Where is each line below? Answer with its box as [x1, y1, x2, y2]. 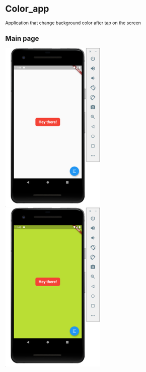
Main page [5, 34, 39, 43]
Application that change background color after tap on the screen [5, 20, 141, 26]
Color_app [5, 3, 49, 15]
